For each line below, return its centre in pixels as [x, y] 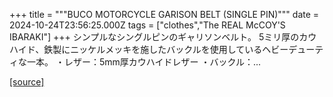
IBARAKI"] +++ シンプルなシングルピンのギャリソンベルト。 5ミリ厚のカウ [163, 37]
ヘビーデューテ [293, 49]
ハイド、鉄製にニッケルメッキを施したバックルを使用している [136, 49]
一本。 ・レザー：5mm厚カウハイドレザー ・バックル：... [144, 62]
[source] [27, 82]
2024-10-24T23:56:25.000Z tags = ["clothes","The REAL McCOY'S [147, 25]
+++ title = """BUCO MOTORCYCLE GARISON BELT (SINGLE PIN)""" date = [164, 14]
